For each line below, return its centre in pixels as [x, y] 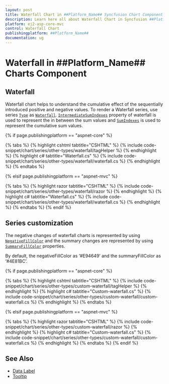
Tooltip [20, 376]
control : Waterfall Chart [32, 29]
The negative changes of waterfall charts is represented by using [73, 235]
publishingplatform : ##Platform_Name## [47, 33]
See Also [19, 359]
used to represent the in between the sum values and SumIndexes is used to [83, 120]
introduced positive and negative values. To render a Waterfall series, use [81, 109]
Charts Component [46, 74]
